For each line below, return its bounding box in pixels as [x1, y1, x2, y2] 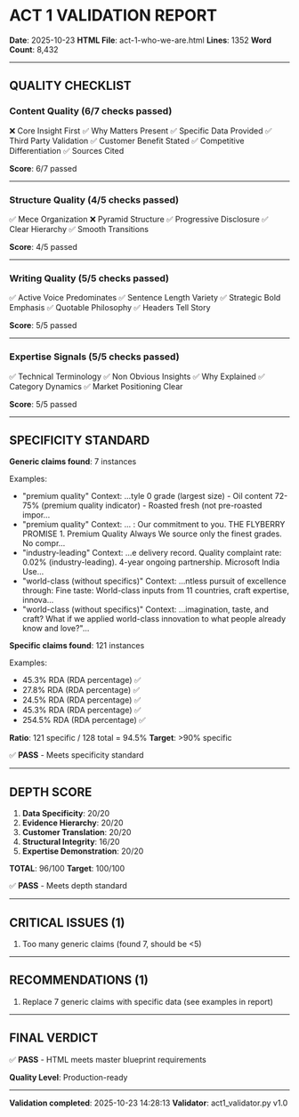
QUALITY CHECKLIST [9, 78, 132, 93]
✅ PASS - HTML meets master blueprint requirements [9, 1054, 206, 1065]
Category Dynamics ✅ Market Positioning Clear [9, 381, 183, 391]
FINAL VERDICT [9, 1031, 99, 1046]
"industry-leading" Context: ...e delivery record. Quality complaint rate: [21, 548, 282, 558]
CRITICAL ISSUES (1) [9, 915, 125, 930]
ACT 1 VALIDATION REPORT [9, 5, 218, 26]
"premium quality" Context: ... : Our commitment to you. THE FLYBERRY [21, 519, 286, 530]
